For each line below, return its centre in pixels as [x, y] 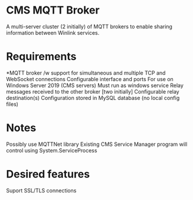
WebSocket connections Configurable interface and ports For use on [90, 79]
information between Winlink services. [53, 32]
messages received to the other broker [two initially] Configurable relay [93, 91]
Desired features [48, 174]
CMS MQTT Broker [53, 10]
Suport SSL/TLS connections [41, 190]
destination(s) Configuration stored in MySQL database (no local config [93, 98]
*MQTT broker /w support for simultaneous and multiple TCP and [86, 73]
